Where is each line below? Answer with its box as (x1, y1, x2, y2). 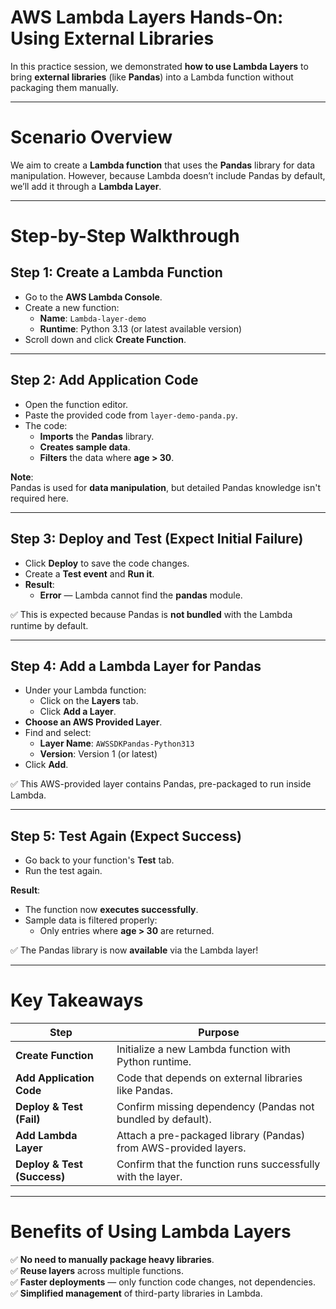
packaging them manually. (10, 81, 119, 93)
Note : (10, 471, 34, 483)
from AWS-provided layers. (116, 1141, 247, 1155)
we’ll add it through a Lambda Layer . (10, 180, 162, 192)
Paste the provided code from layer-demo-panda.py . (24, 409, 238, 421)
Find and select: (24, 727, 92, 739)
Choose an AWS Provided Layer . (24, 716, 163, 728)
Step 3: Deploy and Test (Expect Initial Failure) (10, 531, 304, 548)
